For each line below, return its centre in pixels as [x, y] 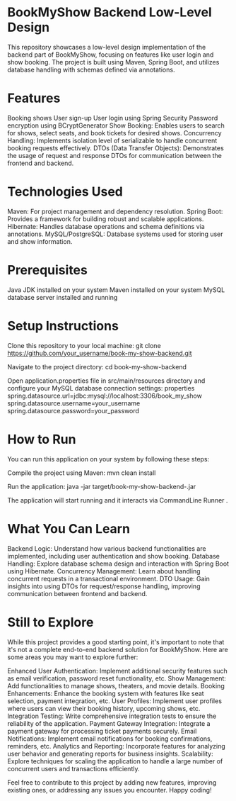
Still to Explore [51, 622]
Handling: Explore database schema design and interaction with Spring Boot [118, 564]
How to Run [42, 439]
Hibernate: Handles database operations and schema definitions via [106, 226]
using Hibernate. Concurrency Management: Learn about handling [104, 571]
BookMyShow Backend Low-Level [110, 12]
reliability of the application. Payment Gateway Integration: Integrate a [109, 723]
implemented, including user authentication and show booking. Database [114, 556]
